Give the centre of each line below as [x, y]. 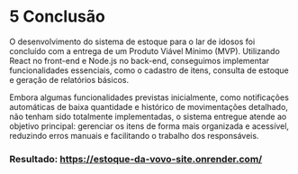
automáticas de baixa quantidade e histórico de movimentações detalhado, [149, 106]
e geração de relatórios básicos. [69, 79]
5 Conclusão [57, 17]
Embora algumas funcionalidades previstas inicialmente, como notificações [149, 97]
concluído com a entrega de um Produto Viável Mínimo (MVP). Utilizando [145, 50]
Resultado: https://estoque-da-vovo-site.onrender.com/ [136, 159]
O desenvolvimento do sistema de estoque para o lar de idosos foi [132, 41]
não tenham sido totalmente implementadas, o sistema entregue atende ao [148, 116]
